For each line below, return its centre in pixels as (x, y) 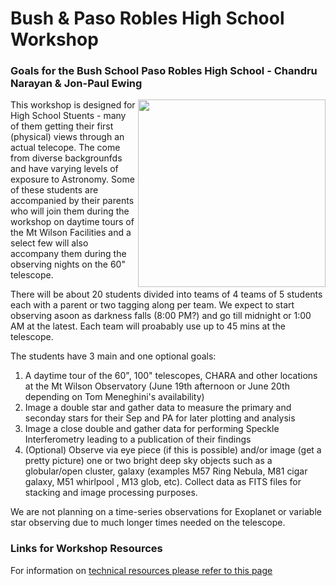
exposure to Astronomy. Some (72, 179)
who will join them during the (70, 211)
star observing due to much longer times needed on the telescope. (148, 523)
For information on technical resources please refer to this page (141, 570)
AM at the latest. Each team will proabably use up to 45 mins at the (148, 326)
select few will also (49, 243)
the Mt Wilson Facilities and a (71, 233)
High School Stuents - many (68, 116)
